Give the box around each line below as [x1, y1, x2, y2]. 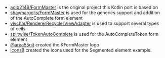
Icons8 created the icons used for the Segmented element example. [10, 47, 152, 53]
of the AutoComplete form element [10, 15, 83, 21]
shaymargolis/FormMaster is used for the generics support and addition [10, 10, 160, 16]
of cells [10, 26, 26, 32]
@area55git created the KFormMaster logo [10, 42, 100, 47]
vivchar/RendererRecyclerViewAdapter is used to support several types [10, 20, 159, 26]
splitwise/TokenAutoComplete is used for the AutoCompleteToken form [10, 31, 158, 37]
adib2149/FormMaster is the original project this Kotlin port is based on [10, 5, 158, 10]
